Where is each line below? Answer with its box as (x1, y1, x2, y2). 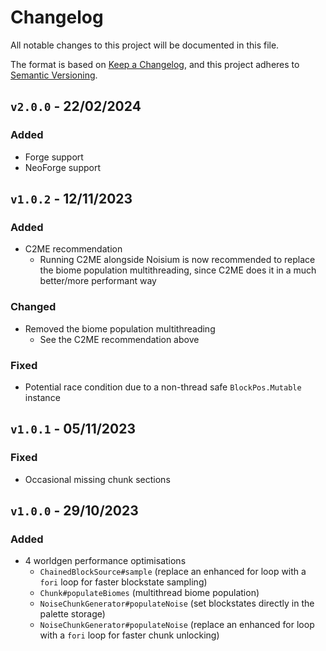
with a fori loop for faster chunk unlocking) (39, 629, 220, 641)
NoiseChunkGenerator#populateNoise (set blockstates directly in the (39, 597, 315, 610)
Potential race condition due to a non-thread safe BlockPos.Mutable (24, 381, 302, 393)
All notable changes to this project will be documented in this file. (10, 39, 280, 51)
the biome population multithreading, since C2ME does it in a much (39, 264, 317, 276)
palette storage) (39, 608, 106, 620)
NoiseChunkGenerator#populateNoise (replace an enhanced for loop (39, 619, 315, 631)
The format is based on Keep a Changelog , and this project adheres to (10, 58, 300, 70)
